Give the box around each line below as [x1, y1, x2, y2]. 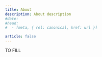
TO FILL [5, 47, 21, 53]
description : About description [5, 12, 71, 17]
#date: [5, 16, 19, 21]
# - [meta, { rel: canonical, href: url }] [5, 25, 98, 30]
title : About [5, 7, 32, 12]
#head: [5, 20, 19, 26]
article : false [5, 34, 36, 39]
